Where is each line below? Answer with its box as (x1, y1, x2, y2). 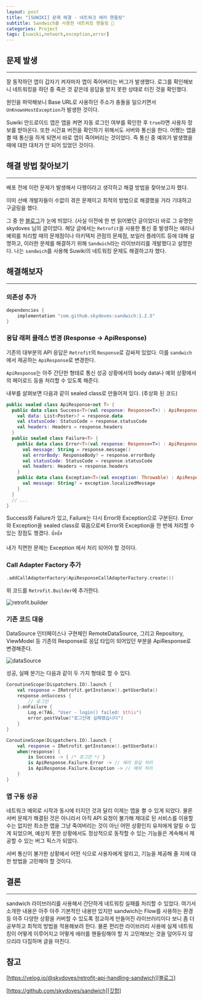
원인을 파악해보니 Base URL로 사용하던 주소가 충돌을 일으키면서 (6, 98, 156, 106)
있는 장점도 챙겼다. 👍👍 (6, 529, 62, 537)
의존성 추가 (6, 293, 37, 302)
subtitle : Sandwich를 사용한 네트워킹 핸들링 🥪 (6, 20, 115, 26)
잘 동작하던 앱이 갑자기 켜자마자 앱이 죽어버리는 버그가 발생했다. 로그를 (6, 78, 172, 85)
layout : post (6, 8, 39, 15)
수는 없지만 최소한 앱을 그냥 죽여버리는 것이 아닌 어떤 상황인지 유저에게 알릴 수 (6, 822, 190, 830)
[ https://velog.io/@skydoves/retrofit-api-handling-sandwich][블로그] (6, 974, 176, 981)
